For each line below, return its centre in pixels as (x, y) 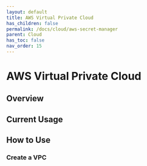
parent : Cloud (24, 35)
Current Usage (35, 119)
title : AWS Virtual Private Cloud (50, 18)
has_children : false (32, 23)
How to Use (29, 140)
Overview (25, 99)
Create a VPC (26, 157)
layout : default (27, 12)
